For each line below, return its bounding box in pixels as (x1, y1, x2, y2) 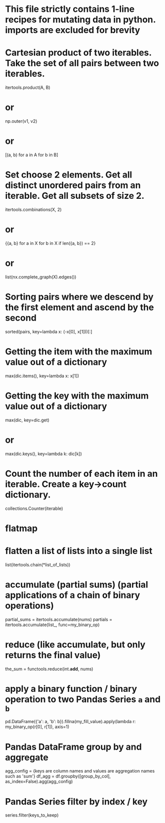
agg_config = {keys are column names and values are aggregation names (5, 768, 155, 774)
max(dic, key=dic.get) (5, 417, 49, 423)
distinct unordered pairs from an (5, 180, 141, 191)
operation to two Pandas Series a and (5, 693, 161, 705)
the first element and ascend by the (5, 302, 154, 313)
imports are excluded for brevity (5, 25, 140, 36)
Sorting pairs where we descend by (5, 291, 154, 302)
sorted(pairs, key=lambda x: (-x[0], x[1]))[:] (5, 328, 92, 334)
